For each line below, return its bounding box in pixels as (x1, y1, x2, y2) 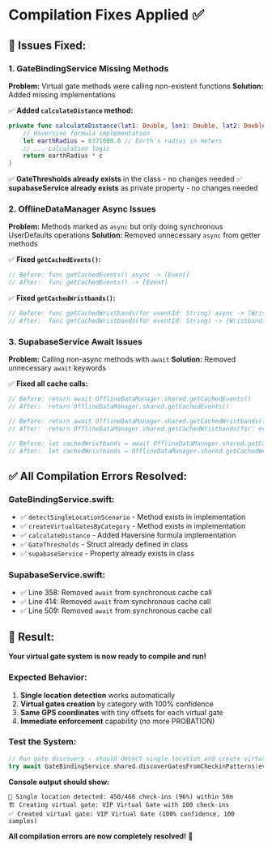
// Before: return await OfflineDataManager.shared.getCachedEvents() (8, 395, 252, 403)
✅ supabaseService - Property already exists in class (19, 549, 195, 559)
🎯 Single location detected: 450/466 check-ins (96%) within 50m (8, 792, 233, 800)
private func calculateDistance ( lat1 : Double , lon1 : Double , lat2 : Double (8, 122, 266, 130)
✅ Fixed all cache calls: (8, 379, 88, 388)
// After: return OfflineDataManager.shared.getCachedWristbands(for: (8, 424, 255, 433)
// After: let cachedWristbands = (8, 447, 129, 455)
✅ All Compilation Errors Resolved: (8, 469, 188, 483)
